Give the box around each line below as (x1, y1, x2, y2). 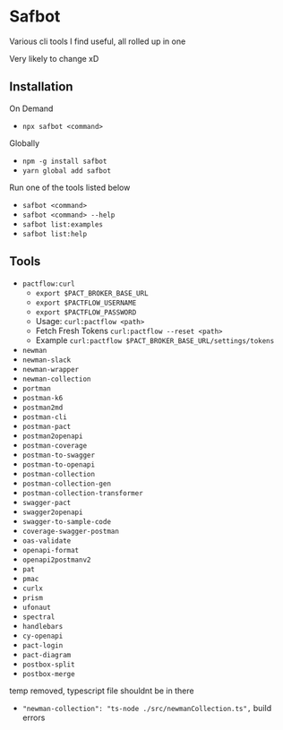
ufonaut (21, 603, 51, 612)
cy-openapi (21, 631, 64, 640)
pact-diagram (21, 650, 72, 659)
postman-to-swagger (21, 451, 96, 459)
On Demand (9, 103, 54, 114)
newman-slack (21, 356, 72, 365)
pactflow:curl (21, 279, 75, 288)
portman (21, 383, 51, 393)
